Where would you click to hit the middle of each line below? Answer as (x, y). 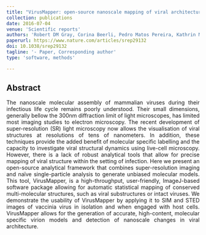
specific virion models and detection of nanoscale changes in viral (103, 220)
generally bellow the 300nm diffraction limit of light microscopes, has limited (103, 116)
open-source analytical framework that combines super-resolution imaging (103, 168)
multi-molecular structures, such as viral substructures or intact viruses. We (103, 194)
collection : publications (39, 18)
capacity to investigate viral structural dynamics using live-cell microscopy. (103, 148)
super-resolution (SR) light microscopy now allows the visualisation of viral (103, 129)
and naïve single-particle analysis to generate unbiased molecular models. (103, 174)
